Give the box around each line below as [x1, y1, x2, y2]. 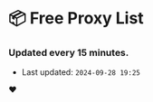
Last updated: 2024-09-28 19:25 [21, 67, 141, 78]
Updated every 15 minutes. [8, 47, 129, 60]
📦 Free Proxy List [8, 8, 144, 29]
